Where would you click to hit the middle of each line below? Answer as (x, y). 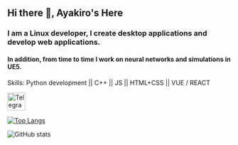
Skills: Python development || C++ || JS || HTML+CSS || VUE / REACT (109, 82)
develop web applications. (54, 42)
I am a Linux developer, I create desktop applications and (107, 33)
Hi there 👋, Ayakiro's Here (65, 13)
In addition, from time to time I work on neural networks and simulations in (119, 59)
